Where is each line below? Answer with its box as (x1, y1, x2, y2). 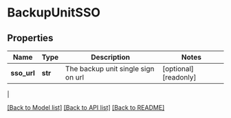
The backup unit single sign (65, 64, 155, 73)
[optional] (162, 64, 195, 73)
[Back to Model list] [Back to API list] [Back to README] (7, 104, 165, 111)
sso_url (10, 69, 36, 78)
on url (65, 73, 85, 82)
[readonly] (162, 73, 197, 82)
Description (91, 53, 131, 62)
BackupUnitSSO (7, 5, 101, 21)
